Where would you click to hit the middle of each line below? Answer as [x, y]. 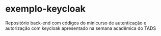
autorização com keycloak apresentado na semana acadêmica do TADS [81, 28]
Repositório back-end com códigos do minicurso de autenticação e [76, 23]
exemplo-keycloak [45, 9]
